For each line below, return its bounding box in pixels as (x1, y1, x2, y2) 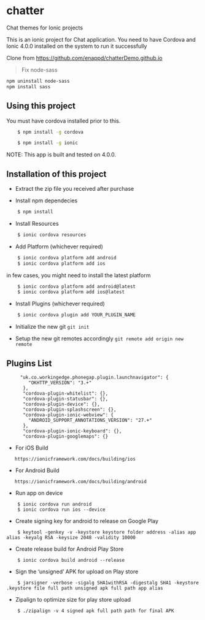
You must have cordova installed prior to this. (6, 117, 121, 124)
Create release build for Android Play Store (15, 545, 124, 553)
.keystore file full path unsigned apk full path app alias (6, 585, 164, 591)
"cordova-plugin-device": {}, (22, 401, 100, 407)
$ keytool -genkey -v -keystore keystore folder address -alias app (17, 529, 196, 535)
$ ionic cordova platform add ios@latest (17, 289, 125, 295)
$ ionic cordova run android (17, 501, 92, 507)
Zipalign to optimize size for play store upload (15, 596, 131, 603)
